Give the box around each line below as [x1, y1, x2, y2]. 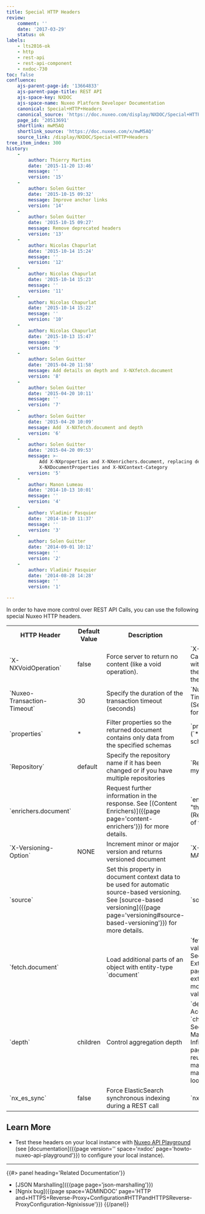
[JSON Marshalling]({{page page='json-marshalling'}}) [15, 1181, 154, 1188]
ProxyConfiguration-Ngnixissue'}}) [15, 1201, 103, 1208]
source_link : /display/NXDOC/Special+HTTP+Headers [17, 134, 149, 141]
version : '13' [28, 231, 64, 237]
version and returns [106, 847, 163, 856]
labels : [6, 37, 26, 43]
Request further [106, 784, 152, 792]
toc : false [6, 72, 34, 78]
